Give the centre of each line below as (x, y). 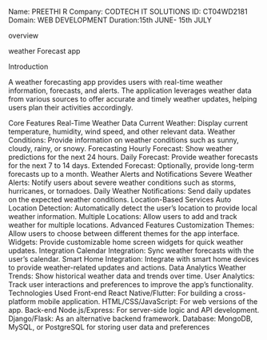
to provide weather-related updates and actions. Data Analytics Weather (127, 268)
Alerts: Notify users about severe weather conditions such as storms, (122, 182)
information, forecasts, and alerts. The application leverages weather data (130, 90)
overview (23, 36)
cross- (235, 293)
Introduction (28, 66)
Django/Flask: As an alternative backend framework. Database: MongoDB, (131, 318)
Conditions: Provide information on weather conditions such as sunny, (124, 140)
